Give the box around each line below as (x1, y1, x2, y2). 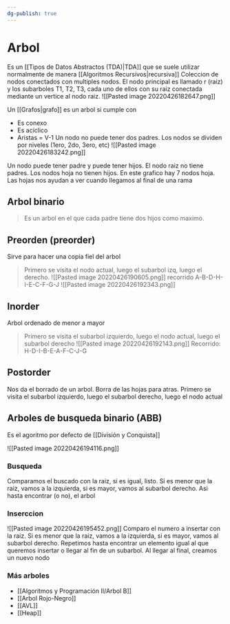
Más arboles (7, 571, 50, 581)
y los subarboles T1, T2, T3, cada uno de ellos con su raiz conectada (7, 84, 202, 93)
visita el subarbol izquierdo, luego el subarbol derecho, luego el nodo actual (7, 392, 222, 401)
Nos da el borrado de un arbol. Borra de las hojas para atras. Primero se (7, 385, 211, 393)
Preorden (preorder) (7, 234, 96, 245)
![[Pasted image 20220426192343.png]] (61, 281, 176, 289)
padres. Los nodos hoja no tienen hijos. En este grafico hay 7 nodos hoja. (7, 168, 216, 177)
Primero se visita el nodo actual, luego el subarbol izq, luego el (23, 266, 202, 274)
